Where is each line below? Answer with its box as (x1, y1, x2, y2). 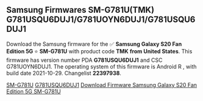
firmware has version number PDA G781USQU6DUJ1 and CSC (6, 56, 163, 64)
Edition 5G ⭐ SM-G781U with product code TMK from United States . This (6, 47, 193, 54)
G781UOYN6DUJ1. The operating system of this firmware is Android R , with (6, 62, 197, 70)
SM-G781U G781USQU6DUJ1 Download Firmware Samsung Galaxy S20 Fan (6, 81, 197, 88)
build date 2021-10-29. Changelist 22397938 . (6, 69, 122, 77)
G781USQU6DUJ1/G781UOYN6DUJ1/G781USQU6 (6, 15, 196, 25)
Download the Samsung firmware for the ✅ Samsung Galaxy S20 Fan (6, 40, 182, 48)
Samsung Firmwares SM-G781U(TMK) (6, 5, 154, 15)
